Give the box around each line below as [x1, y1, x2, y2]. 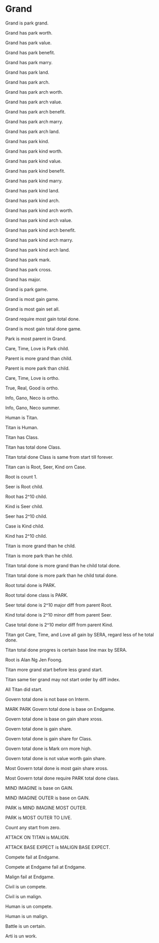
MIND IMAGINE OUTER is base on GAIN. [5, 795, 90, 801]
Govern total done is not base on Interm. [5, 696, 90, 702]
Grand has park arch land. [5, 128, 60, 134]
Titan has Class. [5, 434, 39, 440]
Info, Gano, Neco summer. [5, 404, 60, 410]
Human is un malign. [5, 913, 48, 919]
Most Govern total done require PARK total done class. [5, 775, 120, 781]
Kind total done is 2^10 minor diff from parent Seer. [5, 612, 112, 618]
